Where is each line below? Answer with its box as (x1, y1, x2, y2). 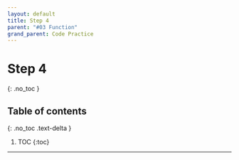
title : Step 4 (7, 17, 50, 24)
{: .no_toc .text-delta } (7, 124, 72, 132)
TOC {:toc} (17, 138, 50, 146)
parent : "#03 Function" (7, 23, 78, 31)
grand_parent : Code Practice (7, 30, 94, 38)
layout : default (7, 10, 55, 18)
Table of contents (7, 105, 87, 117)
